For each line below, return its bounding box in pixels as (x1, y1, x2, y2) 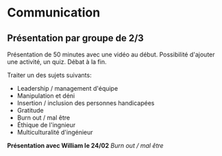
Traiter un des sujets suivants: (7, 71, 92, 79)
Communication (7, 5, 101, 21)
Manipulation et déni (16, 91, 75, 100)
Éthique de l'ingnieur (16, 121, 76, 129)
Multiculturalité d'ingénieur (16, 129, 94, 136)
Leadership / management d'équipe (16, 85, 119, 92)
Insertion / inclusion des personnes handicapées (16, 99, 155, 107)
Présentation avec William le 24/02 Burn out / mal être (7, 142, 164, 149)
